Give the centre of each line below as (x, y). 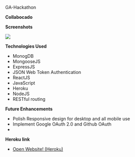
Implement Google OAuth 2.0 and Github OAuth (62, 124)
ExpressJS (24, 67)
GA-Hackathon (21, 7)
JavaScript (24, 83)
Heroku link (18, 139)
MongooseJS (27, 61)
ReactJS (21, 77)
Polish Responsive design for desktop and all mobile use (71, 119)
